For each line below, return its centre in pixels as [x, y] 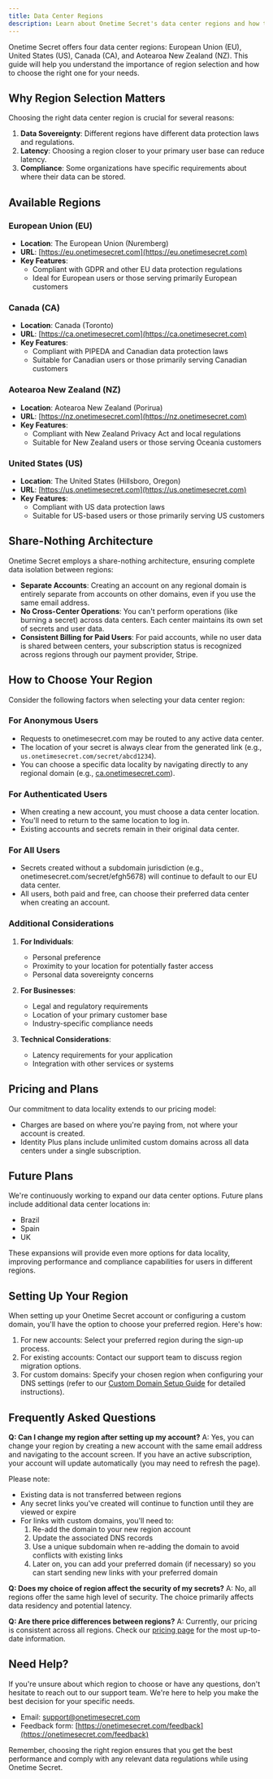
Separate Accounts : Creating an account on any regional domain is [133, 585]
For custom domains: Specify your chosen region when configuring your [142, 1375]
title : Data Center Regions [56, 16]
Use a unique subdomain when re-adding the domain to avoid [136, 1546]
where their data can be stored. [73, 177]
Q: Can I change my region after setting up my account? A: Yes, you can [131, 1437]
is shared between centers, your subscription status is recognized [131, 646]
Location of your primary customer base [100, 1014]
